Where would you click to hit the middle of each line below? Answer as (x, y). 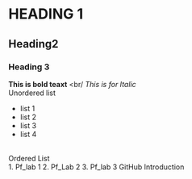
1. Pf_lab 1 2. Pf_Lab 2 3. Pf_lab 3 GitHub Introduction (96, 167)
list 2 (28, 117)
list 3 (28, 125)
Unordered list (32, 93)
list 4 (28, 134)
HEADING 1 (46, 14)
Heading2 (33, 44)
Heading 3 (29, 67)
